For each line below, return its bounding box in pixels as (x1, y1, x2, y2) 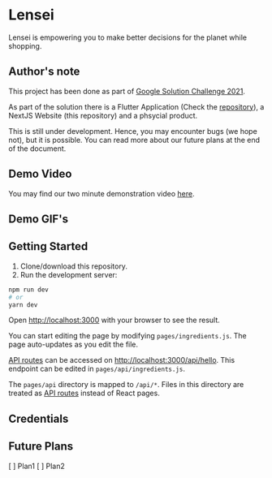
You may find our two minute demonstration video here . (8, 188, 195, 198)
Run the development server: (19, 269, 118, 279)
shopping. (8, 41, 42, 50)
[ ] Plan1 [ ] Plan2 (8, 461, 65, 471)
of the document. (8, 144, 67, 153)
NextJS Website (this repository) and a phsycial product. (8, 110, 198, 120)
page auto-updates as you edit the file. (8, 339, 139, 350)
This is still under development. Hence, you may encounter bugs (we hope (8, 126, 257, 136)
